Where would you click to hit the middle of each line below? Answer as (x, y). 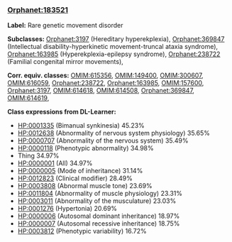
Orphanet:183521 (38, 10)
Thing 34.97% (38, 156)
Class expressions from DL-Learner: (62, 112)
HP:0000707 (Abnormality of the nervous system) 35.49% (103, 141)
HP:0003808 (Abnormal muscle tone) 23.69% (85, 186)
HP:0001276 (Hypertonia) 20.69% (67, 209)
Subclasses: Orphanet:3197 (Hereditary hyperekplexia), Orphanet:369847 (116, 39)
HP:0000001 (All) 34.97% (55, 163)
